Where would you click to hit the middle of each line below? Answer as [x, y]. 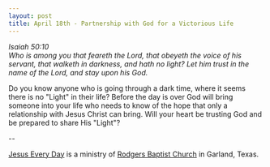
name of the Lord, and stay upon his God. [78, 72]
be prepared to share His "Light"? [64, 122]
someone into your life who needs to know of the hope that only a [118, 105]
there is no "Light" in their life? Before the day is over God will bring [121, 96]
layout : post [30, 16]
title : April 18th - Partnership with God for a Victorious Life [121, 24]
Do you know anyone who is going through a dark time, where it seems [127, 88]
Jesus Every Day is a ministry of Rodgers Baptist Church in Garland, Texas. [134, 154]
